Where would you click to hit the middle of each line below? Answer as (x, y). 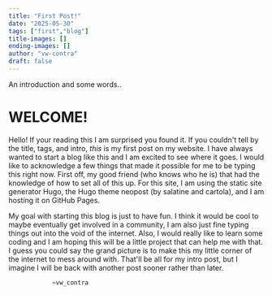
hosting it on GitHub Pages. (54, 200)
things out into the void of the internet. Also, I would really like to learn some (136, 233)
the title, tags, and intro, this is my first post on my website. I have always (131, 148)
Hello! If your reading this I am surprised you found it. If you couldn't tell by (134, 140)
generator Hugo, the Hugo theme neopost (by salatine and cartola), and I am (136, 191)
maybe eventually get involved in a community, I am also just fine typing (129, 224)
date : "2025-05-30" (41, 24)
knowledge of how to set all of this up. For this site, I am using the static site (135, 183)
